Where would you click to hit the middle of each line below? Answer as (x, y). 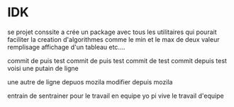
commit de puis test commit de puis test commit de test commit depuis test (117, 60)
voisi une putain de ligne (43, 68)
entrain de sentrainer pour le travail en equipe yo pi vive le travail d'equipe (116, 96)
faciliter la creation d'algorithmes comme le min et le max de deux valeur (113, 39)
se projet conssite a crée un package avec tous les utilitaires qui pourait (112, 32)
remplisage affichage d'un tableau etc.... (66, 47)
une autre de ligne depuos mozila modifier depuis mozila (90, 81)
